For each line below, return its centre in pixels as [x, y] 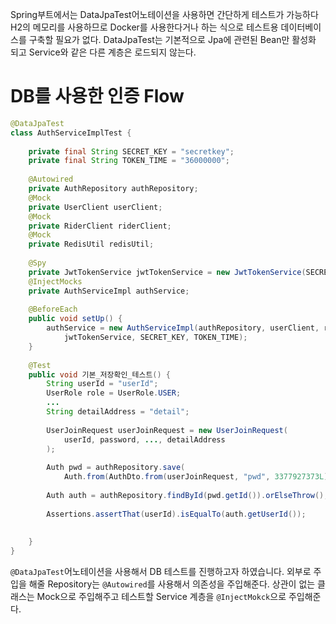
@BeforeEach [53, 309]
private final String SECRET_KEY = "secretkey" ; [131, 151]
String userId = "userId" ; [102, 384]
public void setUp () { [75, 319]
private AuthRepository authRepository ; [113, 189]
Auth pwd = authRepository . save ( [116, 468]
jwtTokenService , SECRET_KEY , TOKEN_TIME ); [155, 338]
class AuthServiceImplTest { [71, 133]
